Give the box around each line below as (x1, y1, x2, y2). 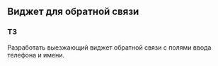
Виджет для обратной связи (7, 6, 139, 18)
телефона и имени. (7, 50, 65, 59)
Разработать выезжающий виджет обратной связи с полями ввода (7, 43, 212, 52)
